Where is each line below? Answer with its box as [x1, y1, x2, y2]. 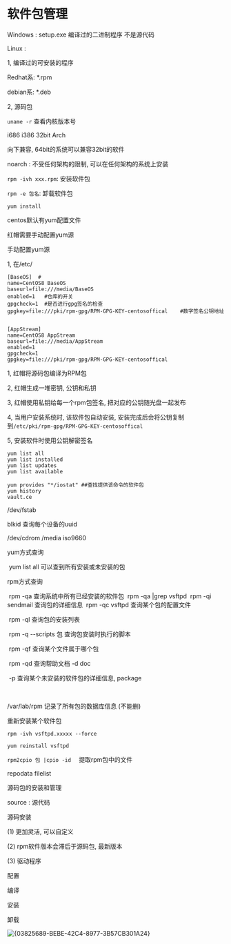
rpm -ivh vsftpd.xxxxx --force [7, 730, 97, 737]
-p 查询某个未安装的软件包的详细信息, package [8, 673, 142, 682]
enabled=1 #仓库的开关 [7, 293, 74, 300]
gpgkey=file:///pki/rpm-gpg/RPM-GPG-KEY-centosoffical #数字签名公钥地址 [7, 308, 225, 315]
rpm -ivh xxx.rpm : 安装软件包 [7, 174, 91, 183]
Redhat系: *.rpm [7, 73, 52, 81]
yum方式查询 [7, 548, 44, 556]
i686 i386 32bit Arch [7, 130, 66, 139]
